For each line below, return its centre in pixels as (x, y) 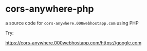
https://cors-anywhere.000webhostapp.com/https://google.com (73, 43)
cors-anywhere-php (50, 9)
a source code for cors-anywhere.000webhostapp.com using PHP (72, 23)
